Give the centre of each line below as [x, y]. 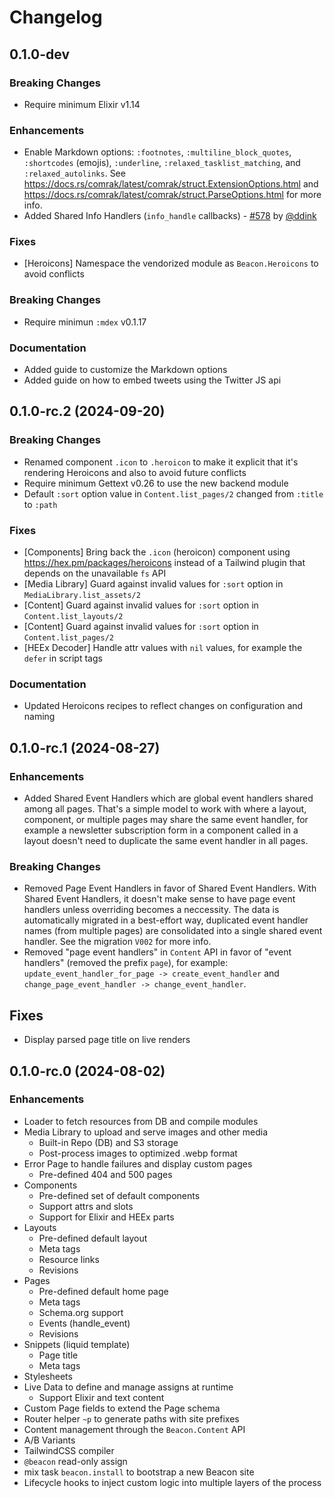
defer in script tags [63, 658]
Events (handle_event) [84, 1323]
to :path [40, 504]
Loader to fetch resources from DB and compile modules [141, 1121]
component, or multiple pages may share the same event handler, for [166, 820]
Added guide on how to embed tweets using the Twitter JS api [152, 380]
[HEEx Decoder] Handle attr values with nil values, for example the [163, 648]
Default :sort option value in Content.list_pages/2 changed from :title [173, 493]
